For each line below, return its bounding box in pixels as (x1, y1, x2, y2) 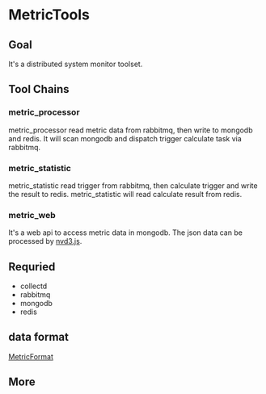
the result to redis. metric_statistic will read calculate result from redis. (8, 189, 243, 199)
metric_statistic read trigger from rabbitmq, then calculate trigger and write (8, 180, 258, 191)
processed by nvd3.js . (8, 237, 82, 246)
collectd (19, 281, 48, 291)
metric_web (8, 209, 56, 220)
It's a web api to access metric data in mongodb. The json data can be (8, 228, 243, 237)
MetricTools (8, 6, 91, 24)
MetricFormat (8, 351, 54, 361)
